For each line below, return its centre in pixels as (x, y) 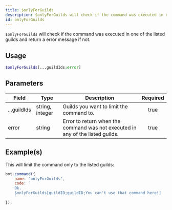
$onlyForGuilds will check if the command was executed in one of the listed (85, 34)
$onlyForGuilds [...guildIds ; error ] (43, 68)
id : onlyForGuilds (25, 19)
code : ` (23, 183)
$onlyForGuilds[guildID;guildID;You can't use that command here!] (88, 193)
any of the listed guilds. (91, 134)
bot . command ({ (20, 174)
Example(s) (24, 152)
